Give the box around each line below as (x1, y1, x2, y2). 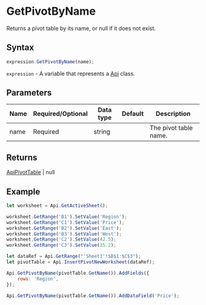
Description (155, 109, 191, 118)
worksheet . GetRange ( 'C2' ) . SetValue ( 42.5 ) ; (6, 236, 116, 243)
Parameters (6, 88, 52, 98)
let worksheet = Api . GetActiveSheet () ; (6, 203, 109, 209)
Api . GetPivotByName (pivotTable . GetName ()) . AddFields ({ (6, 270, 150, 276)
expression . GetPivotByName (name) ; (6, 58, 95, 65)
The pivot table (150, 124, 193, 133)
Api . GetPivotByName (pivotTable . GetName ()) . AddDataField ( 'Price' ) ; (6, 293, 180, 299)
